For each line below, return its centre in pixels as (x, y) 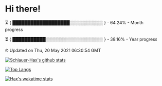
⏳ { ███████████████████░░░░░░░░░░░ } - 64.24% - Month (74, 22)
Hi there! (23, 9)
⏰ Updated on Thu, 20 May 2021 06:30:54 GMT (53, 50)
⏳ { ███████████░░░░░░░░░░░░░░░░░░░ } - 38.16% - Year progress (81, 39)
